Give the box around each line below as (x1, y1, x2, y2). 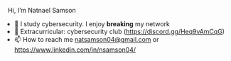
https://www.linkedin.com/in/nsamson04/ (14, 45, 136, 54)
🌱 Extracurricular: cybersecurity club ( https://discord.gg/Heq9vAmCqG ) (14, 28, 225, 35)
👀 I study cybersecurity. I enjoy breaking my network (14, 20, 171, 28)
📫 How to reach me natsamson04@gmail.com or (14, 35, 159, 43)
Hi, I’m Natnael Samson (7, 6, 76, 14)
